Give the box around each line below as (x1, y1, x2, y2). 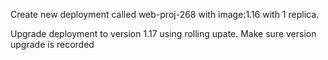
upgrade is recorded (10, 39, 95, 50)
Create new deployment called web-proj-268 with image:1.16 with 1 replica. (10, 9, 320, 20)
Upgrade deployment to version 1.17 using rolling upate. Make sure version (10, 28, 317, 39)
